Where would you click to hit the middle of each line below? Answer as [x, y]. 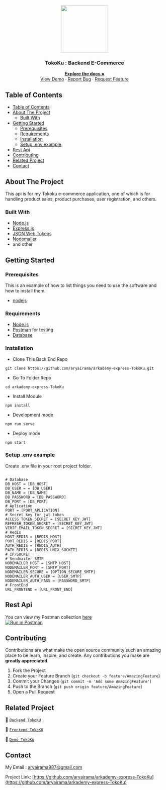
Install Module [27, 396]
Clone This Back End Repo [40, 359]
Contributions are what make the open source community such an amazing [83, 650]
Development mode [33, 415]
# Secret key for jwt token [35, 515]
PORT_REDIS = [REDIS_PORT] [33, 541]
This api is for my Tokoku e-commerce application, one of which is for [78, 193]
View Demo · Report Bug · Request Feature [85, 79]
